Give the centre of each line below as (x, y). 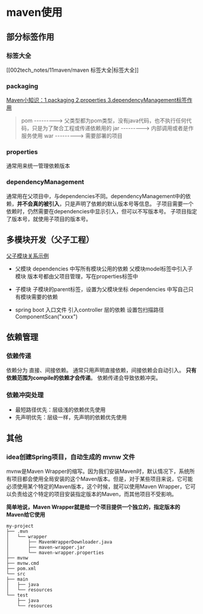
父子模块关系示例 (28, 255)
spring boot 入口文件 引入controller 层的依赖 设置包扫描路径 (89, 309)
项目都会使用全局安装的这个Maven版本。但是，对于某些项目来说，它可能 (102, 479)
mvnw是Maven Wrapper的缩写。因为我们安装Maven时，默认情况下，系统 (98, 471)
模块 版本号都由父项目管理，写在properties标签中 (76, 276)
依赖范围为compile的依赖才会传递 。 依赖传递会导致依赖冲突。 (84, 378)
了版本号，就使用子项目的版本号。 (49, 219)
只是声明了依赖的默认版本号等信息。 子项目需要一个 (129, 204)
